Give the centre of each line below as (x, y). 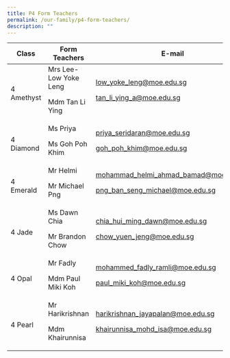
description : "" (30, 26)
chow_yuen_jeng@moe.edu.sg (145, 237)
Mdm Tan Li (66, 102)
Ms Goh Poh (67, 144)
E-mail (172, 53)
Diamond (25, 148)
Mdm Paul (64, 278)
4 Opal (21, 278)
